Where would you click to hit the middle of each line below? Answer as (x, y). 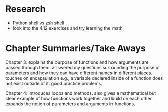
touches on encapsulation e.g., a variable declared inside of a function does (84, 78)
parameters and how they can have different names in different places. (79, 73)
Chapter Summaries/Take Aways (76, 48)
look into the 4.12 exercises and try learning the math (67, 28)
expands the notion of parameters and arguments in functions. (70, 104)
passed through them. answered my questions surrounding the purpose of (83, 67)
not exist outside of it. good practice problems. (54, 83)
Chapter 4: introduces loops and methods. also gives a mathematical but (81, 93)
